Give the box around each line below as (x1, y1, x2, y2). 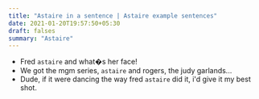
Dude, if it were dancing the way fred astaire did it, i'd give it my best (19, 74, 251, 85)
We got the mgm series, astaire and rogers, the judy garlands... (19, 66, 232, 76)
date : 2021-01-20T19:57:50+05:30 (8, 19, 121, 27)
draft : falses (8, 27, 56, 35)
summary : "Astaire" (8, 34, 74, 43)
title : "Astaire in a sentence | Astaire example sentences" (8, 11, 218, 20)
